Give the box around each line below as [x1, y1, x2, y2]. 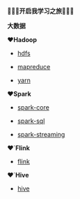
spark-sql [17, 117, 45, 125]
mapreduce [17, 63, 51, 71]
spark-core [17, 103, 50, 111]
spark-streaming [17, 131, 65, 138]
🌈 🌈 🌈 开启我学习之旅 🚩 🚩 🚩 [7, 7, 74, 15]
